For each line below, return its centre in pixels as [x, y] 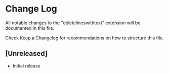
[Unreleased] [27, 54]
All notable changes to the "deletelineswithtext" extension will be [73, 23]
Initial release [26, 65]
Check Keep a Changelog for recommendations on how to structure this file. [85, 38]
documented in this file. [30, 28]
